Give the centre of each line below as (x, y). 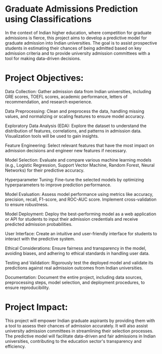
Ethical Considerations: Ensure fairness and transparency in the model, (76, 248)
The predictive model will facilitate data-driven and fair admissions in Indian (80, 336)
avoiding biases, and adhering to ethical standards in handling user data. (77, 253)
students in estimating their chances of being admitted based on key (73, 48)
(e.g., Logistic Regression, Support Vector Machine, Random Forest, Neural (80, 165)
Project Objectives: (44, 78)
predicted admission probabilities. (39, 224)
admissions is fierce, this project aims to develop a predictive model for (76, 38)
